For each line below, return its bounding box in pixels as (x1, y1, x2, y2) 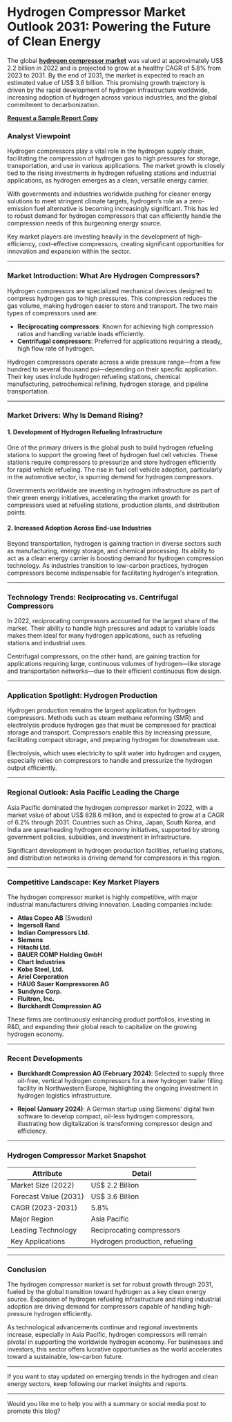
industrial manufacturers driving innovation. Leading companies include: (7, 901, 213, 909)
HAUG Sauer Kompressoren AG (17, 980, 109, 988)
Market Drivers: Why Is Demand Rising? (7, 411, 144, 421)
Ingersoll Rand (17, 921, 60, 930)
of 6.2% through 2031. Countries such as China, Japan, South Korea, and (7, 818, 216, 827)
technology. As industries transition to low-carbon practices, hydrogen (7, 561, 209, 569)
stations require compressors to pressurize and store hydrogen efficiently (7, 458, 217, 466)
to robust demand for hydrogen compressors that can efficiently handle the (7, 212, 222, 220)
